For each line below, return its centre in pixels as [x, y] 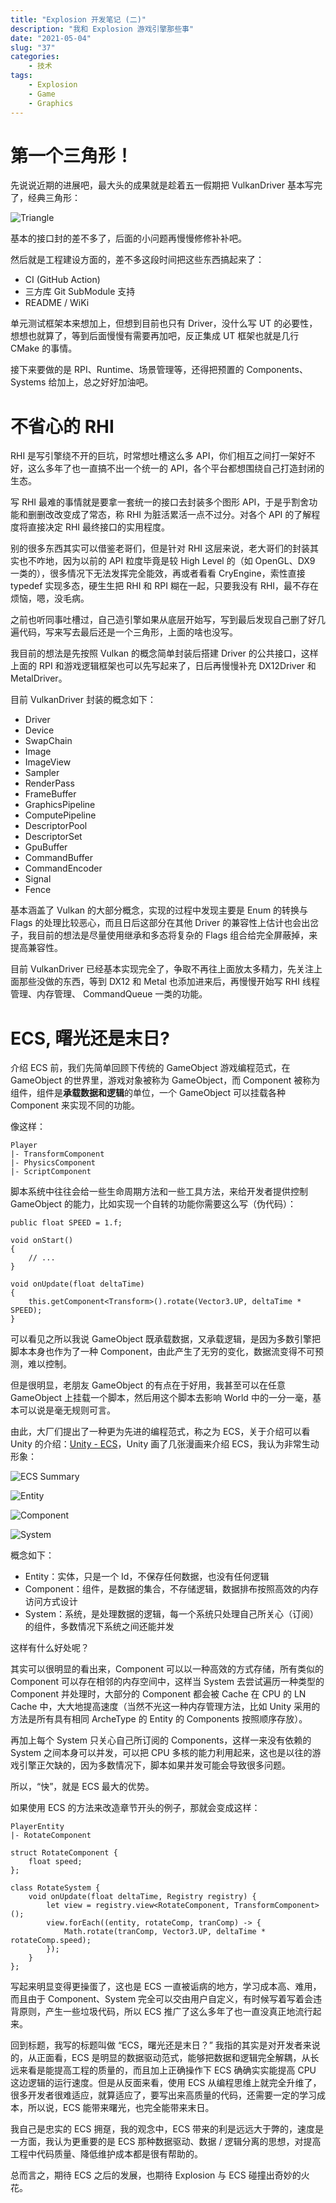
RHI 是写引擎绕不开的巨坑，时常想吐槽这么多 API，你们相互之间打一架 [154, 456]
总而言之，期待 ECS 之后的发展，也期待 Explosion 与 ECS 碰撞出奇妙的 [156, 2175]
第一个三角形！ [72, 155]
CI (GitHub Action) [62, 280]
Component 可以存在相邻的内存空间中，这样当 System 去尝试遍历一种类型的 [167, 1682]
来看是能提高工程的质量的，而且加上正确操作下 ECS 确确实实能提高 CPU [167, 2070]
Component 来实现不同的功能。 [75, 1105]
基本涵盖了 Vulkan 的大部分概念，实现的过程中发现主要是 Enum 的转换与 [159, 910]
